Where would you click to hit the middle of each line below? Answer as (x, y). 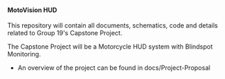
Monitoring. (24, 54)
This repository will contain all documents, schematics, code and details (113, 25)
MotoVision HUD (32, 10)
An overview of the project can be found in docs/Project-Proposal (114, 68)
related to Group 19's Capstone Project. (65, 33)
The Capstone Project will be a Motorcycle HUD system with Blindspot (110, 47)
